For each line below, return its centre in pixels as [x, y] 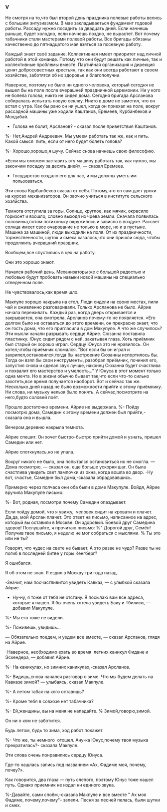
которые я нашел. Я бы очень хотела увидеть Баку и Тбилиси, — [81, 603]
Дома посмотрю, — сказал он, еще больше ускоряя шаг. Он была [76, 467]
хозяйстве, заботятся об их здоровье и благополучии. [63, 75]
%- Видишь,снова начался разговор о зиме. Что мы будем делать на [79, 677]
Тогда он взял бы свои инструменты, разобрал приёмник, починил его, [82, 360]
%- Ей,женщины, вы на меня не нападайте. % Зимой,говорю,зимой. [78, 711]
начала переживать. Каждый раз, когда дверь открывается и [71, 313]
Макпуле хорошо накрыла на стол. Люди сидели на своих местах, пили [82, 302]
